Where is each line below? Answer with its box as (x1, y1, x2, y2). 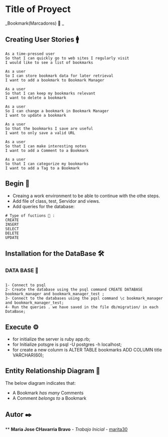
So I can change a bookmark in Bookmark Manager (5, 108, 109, 114)
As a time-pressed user (5, 51, 55, 56)
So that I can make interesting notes (5, 143, 87, 149)
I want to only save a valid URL (5, 130, 75, 135)
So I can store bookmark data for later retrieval (5, 73, 114, 78)
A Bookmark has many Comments (12, 390, 84, 396)
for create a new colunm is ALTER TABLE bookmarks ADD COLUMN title (12, 347, 162, 353)
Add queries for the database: (12, 203, 75, 209)
